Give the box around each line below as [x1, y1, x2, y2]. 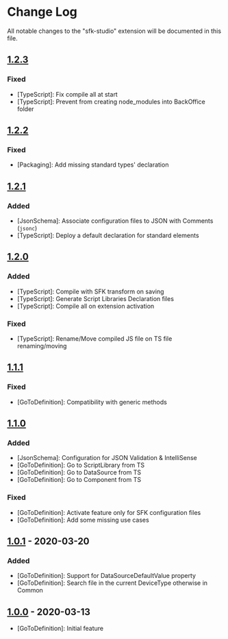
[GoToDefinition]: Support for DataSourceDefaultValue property [16, 572, 197, 580]
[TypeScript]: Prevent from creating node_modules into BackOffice [16, 97, 205, 106]
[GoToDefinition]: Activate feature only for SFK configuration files [16, 508, 201, 516]
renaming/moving [16, 341, 67, 350]
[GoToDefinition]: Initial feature [16, 625, 104, 633]
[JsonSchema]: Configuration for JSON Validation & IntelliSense [16, 454, 197, 462]
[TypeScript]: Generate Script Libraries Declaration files [16, 294, 175, 302]
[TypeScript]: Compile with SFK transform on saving [16, 287, 164, 296]
